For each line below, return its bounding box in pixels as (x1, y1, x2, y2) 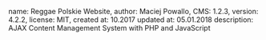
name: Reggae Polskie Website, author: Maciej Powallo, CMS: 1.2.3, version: (8, 7, 259, 16)
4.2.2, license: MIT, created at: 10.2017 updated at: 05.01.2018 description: (8, 15, 254, 24)
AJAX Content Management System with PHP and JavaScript (8, 24, 211, 32)
